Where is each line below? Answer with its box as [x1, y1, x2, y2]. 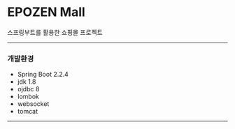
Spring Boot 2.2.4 [17, 70, 69, 79]
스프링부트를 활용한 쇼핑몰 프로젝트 [7, 28, 103, 36]
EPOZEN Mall [7, 4, 85, 20]
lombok [17, 92, 40, 101]
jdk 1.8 [17, 77, 36, 86]
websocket [17, 100, 50, 108]
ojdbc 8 [17, 85, 40, 93]
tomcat [17, 107, 38, 116]
